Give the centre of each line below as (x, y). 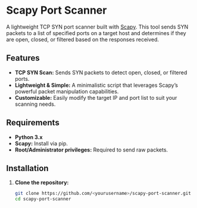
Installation (27, 168)
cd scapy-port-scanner (43, 199)
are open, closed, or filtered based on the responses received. (83, 39)
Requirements (33, 123)
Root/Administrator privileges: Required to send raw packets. (91, 150)
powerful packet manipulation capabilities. (67, 91)
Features (23, 58)
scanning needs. (35, 104)
